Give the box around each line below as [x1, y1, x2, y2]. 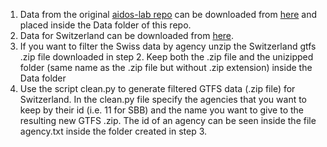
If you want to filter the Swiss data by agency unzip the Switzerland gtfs [19, 40, 317, 52]
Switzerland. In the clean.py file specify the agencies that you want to [19, 94, 308, 105]
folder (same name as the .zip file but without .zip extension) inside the [19, 62, 313, 73]
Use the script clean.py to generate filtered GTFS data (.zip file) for [19, 83, 296, 94]
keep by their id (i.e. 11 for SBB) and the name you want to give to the [19, 104, 304, 116]
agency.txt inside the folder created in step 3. [19, 125, 208, 137]
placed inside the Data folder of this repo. [19, 19, 192, 31]
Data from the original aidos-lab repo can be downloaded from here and [19, 9, 318, 20]
